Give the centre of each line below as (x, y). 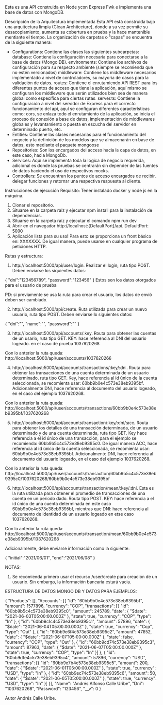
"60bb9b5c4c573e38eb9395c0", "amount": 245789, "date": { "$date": (76, 611)
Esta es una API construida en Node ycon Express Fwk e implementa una (78, 7)
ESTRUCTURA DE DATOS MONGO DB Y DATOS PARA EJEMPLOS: (71, 591)
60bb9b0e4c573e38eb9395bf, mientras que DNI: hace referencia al (80, 509)
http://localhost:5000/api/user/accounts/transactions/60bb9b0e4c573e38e (81, 408)
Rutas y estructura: (24, 256)
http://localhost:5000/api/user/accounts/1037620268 (58, 358)
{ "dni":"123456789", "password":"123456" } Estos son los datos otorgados (81, 280)
